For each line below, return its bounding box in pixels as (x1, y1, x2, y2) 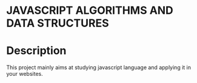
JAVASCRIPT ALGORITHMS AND (6, 4, 174, 17)
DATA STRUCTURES (6, 16, 109, 30)
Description (6, 44, 67, 58)
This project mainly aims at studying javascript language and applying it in (6, 64, 191, 71)
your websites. (6, 70, 44, 78)
